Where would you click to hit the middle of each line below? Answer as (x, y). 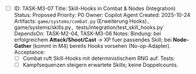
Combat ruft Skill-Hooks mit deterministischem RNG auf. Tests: (99, 58)
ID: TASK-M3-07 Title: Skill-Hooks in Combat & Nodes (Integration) (95, 8)
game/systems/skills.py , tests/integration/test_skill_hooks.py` (89, 27)
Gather (23, 46)
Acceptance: (29, 52)
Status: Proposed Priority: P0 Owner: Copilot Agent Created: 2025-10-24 (102, 15)
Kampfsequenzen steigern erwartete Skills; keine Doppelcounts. (100, 65)
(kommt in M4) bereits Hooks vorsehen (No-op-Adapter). (102, 46)
